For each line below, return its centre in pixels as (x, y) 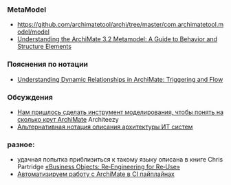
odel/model (33, 32)
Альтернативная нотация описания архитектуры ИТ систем (105, 127)
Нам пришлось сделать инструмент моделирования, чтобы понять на (120, 112)
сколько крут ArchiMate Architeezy (68, 119)
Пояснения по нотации (47, 65)
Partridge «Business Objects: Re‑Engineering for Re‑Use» (99, 167)
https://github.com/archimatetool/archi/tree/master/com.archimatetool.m (120, 25)
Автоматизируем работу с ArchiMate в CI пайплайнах (96, 174)
